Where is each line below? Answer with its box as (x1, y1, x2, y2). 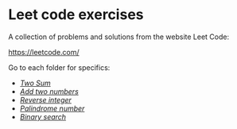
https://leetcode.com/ (8, 47, 80, 57)
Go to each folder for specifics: (8, 62, 111, 72)
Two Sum (19, 78, 52, 88)
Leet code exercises (8, 6, 144, 24)
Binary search (19, 111, 66, 121)
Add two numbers (19, 86, 80, 96)
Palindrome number (19, 104, 85, 113)
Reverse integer (19, 95, 72, 104)
